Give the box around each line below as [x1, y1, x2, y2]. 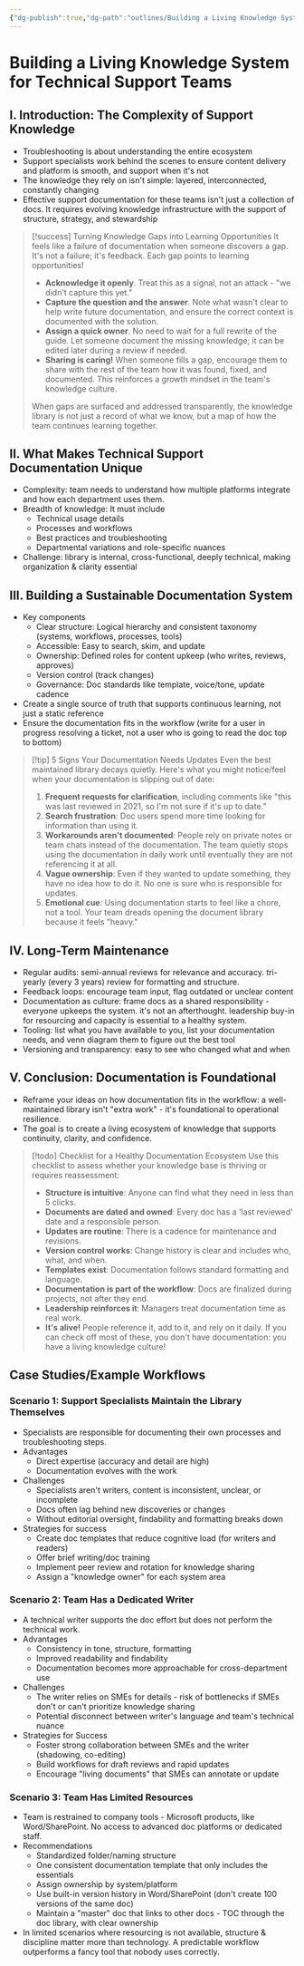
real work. [44, 1312, 83, 1323]
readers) [35, 1542, 69, 1553]
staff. [22, 1831, 43, 1842]
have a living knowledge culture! [44, 1341, 166, 1351]
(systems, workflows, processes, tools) [35, 631, 183, 642]
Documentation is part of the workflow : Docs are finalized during [44, 1283, 292, 1294]
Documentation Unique [9, 460, 143, 476]
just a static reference [22, 708, 104, 719]
